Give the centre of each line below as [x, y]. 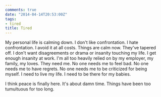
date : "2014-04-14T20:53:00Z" [36, 14]
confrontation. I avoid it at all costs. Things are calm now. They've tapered [80, 48]
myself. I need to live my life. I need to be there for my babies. [68, 74]
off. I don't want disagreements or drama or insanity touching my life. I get [81, 53]
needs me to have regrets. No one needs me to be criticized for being [76, 69]
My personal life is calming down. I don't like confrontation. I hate [72, 42]
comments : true [21, 10]
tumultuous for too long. [30, 89]
